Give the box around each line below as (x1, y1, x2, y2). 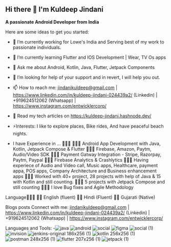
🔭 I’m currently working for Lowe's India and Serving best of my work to (12, 39, 165, 45)
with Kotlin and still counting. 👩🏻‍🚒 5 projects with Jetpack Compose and (12, 179, 165, 185)
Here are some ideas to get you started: (5, 29, 90, 35)
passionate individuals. (12, 44, 61, 50)
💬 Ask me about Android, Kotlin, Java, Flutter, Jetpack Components (12, 64, 155, 70)
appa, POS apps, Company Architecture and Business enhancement (12, 168, 157, 174)
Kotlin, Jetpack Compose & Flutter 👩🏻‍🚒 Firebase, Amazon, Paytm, (12, 146, 152, 152)
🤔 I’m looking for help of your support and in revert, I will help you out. (12, 74, 160, 80)
